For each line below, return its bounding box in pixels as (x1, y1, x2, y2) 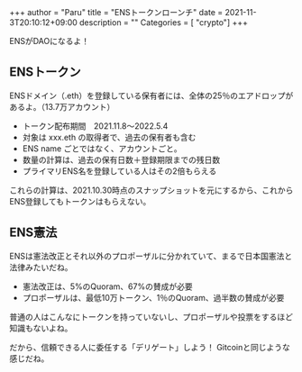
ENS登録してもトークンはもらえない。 (9, 195, 151, 206)
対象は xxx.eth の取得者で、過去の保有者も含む (22, 132, 197, 142)
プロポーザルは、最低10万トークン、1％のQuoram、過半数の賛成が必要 (22, 292, 285, 303)
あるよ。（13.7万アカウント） (9, 101, 115, 112)
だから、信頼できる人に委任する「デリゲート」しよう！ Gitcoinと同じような (9, 341, 290, 352)
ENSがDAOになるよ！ (9, 36, 90, 46)
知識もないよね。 (9, 322, 73, 333)
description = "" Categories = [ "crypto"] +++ (79, 17, 248, 28)
